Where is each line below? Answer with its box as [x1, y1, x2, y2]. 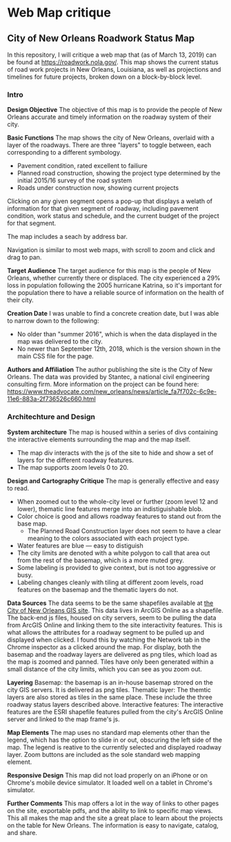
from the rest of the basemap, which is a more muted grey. [17, 556, 185, 564]
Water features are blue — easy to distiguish [17, 541, 143, 550]
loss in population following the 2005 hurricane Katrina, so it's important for [7, 281, 222, 289]
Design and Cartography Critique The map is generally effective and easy [7, 477, 219, 485]
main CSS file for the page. [17, 352, 94, 361]
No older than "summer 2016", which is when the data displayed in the [17, 330, 217, 338]
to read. [7, 484, 30, 492]
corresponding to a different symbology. [7, 149, 122, 157]
